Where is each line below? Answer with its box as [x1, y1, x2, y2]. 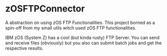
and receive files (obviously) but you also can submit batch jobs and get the [5, 39, 162, 45]
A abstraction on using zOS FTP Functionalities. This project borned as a [5, 19, 155, 25]
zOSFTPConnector [5, 3, 85, 14]
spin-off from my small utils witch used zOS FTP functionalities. [5, 24, 137, 30]
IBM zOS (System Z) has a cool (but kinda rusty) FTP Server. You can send [5, 34, 159, 40]
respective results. [5, 45, 44, 51]
